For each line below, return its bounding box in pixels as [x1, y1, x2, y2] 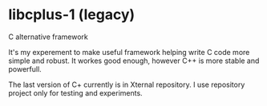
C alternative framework [8, 32, 88, 41]
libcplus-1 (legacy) [8, 6, 136, 24]
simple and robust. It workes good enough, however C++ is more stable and [8, 56, 260, 65]
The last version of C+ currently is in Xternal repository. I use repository [8, 80, 245, 89]
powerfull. [8, 64, 42, 73]
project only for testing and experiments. [8, 88, 143, 97]
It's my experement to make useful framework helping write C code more [8, 47, 250, 57]
